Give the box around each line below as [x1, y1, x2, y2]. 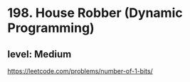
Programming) [7, 20, 95, 36]
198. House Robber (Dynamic [7, 5, 183, 21]
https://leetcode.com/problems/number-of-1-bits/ [7, 67, 153, 75]
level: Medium [7, 48, 72, 60]
